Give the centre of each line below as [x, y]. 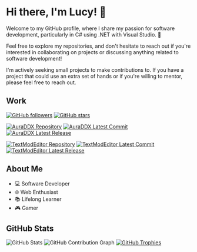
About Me [24, 169]
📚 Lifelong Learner [38, 199]
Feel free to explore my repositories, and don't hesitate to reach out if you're [98, 46]
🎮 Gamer [26, 208]
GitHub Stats [30, 228]
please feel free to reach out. [41, 82]
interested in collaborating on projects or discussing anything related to [93, 52]
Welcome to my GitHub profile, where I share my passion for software [91, 28]
